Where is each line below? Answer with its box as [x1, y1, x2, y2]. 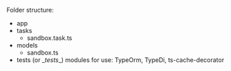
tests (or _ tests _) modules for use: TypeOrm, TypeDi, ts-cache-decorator [16, 56, 225, 64]
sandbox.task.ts [26, 34, 73, 42]
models [16, 41, 38, 49]
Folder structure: [6, 6, 55, 14]
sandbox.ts [26, 48, 59, 57]
